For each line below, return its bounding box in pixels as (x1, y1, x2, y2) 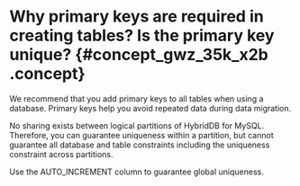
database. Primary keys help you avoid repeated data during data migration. (9, 102, 292, 113)
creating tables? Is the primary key (9, 25, 275, 46)
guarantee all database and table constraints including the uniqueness (9, 139, 270, 150)
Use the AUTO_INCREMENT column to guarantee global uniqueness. (9, 166, 264, 177)
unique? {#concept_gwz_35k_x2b (9, 45, 268, 65)
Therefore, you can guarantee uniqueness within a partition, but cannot (9, 129, 274, 140)
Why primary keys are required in (9, 6, 264, 27)
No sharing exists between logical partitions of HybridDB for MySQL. (9, 120, 265, 131)
